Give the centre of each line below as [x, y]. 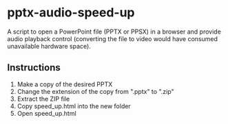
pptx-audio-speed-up [71, 13]
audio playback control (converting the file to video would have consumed [113, 38]
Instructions [34, 67]
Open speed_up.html [47, 113]
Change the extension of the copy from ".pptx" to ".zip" [95, 91]
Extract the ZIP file [43, 99]
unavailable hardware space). [49, 46]
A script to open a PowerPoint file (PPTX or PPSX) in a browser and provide [114, 32]
